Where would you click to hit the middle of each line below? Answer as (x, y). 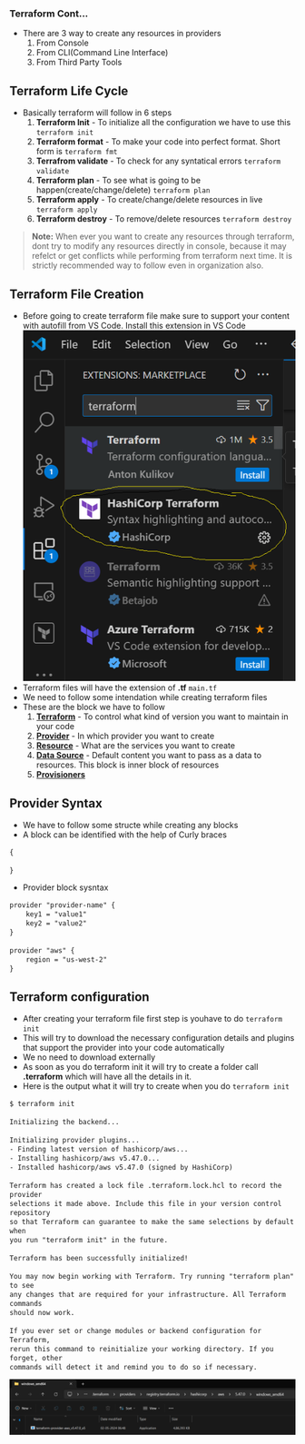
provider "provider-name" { (63, 905)
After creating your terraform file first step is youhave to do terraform (152, 1019)
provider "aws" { (42, 951)
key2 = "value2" (57, 924)
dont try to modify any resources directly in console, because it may (159, 246)
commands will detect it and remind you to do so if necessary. (133, 1368)
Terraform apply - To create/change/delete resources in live (149, 200)
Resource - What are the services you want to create (136, 746)
